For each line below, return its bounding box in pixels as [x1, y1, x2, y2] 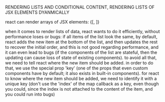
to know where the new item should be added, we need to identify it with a [5, 76, 157, 81]
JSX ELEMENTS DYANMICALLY [5, 9, 70, 15]
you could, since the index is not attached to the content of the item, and [5, 86, 153, 92]
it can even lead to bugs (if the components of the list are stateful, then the [5, 49, 157, 55]
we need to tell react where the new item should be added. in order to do [5, 60, 154, 66]
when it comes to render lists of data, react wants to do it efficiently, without [5, 29, 160, 34]
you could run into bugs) [5, 91, 55, 97]
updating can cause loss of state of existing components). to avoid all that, [5, 55, 157, 61]
